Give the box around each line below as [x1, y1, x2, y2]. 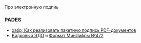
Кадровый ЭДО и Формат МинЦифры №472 [11, 33, 104, 39]
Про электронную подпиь [4, 4, 59, 10]
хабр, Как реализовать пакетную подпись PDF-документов [11, 27, 136, 33]
